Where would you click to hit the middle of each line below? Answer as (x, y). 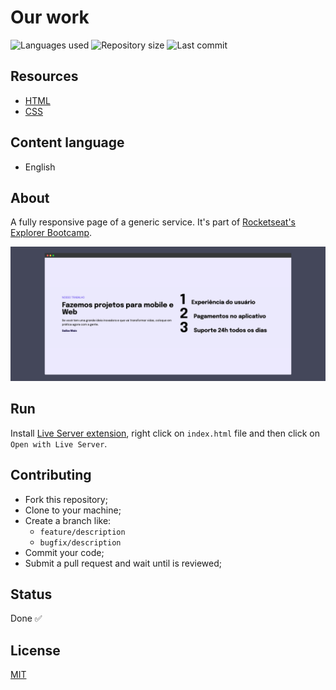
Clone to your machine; (73, 510)
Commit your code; (64, 552)
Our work (50, 17)
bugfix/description (80, 542)
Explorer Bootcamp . (51, 233)
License (35, 650)
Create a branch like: (68, 520)
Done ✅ (26, 618)
